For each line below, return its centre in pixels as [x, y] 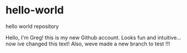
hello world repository [32, 26]
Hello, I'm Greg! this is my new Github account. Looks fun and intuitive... [93, 37]
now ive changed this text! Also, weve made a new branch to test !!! [88, 44]
